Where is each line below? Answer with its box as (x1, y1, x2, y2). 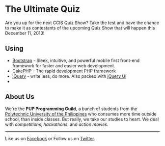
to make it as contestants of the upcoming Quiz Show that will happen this (5, 25, 155, 30)
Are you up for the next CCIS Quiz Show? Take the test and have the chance (5, 20, 160, 26)
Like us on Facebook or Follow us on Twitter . (5, 135, 95, 141)
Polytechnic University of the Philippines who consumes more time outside (5, 111, 157, 117)
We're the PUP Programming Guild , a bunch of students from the (5, 106, 137, 112)
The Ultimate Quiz (5, 3, 80, 15)
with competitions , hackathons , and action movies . (5, 121, 109, 127)
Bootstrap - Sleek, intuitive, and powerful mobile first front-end (12, 58, 140, 63)
